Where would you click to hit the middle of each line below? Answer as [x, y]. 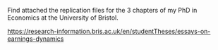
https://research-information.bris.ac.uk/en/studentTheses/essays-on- [109, 31]
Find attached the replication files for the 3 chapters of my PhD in [102, 10]
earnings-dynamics [36, 39]
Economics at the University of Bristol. [63, 18]
